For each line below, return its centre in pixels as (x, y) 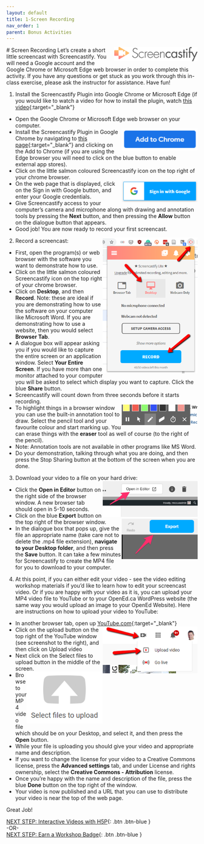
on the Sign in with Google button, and (63, 190)
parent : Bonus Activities (39, 32)
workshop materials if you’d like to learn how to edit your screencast (100, 586)
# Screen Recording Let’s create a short (56, 50)
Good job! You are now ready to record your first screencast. (91, 229)
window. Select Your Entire (49, 363)
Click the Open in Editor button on (58, 490)
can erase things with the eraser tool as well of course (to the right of (102, 434)
